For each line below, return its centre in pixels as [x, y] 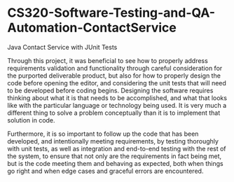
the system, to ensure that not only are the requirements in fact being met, [115, 156]
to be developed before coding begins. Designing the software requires [110, 90]
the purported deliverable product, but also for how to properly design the [114, 76]
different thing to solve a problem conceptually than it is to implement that [114, 113]
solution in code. [31, 120]
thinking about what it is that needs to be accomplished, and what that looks [117, 98]
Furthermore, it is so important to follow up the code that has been [103, 134]
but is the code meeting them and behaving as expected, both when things [115, 163]
